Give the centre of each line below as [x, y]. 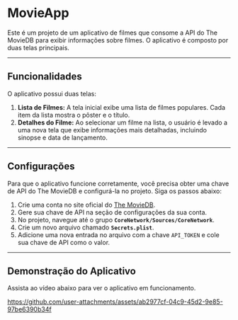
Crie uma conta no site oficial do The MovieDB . [86, 205]
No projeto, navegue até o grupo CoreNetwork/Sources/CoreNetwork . [116, 219]
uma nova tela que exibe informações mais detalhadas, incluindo [112, 130]
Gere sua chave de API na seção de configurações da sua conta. [112, 212]
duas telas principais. [38, 47]
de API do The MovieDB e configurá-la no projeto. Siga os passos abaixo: [114, 191]
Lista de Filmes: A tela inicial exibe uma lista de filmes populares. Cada [121, 107]
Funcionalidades [45, 77]
